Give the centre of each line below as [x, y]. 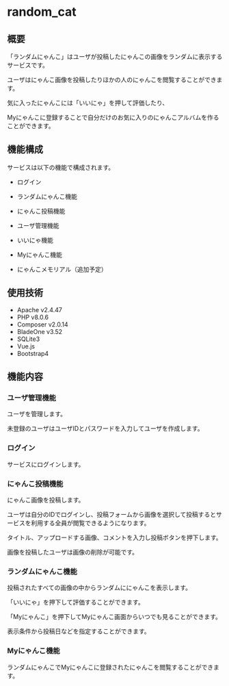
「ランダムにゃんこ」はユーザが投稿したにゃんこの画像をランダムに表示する [115, 56]
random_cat [42, 12]
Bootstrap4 [33, 353]
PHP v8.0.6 [33, 317]
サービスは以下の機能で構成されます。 [61, 167]
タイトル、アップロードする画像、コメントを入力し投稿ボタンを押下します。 [114, 537]
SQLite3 [28, 339]
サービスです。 [28, 65]
